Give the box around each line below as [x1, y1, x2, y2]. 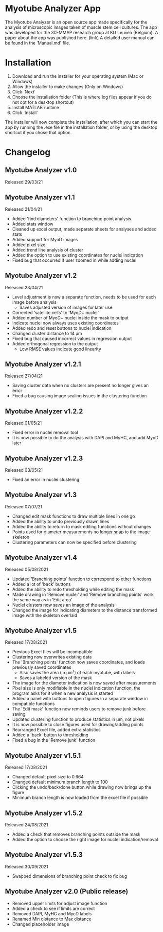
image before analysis [12, 299, 57, 305]
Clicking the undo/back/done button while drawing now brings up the [12, 784, 152, 790]
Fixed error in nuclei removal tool [12, 430, 78, 435]
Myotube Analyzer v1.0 [5, 166, 77, 174]
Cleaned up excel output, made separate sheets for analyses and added [12, 226, 157, 232]
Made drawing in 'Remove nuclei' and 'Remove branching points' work [12, 591, 154, 597]
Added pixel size [12, 242, 46, 248]
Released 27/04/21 [5, 373, 43, 379]
